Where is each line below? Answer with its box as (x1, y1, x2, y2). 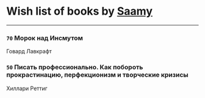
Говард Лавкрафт (6, 48, 52, 55)
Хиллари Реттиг (6, 85, 48, 92)
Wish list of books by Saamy (6, 4, 153, 18)
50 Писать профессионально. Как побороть (6, 63, 143, 72)
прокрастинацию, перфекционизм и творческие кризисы (6, 70, 189, 79)
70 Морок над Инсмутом (6, 34, 84, 42)
